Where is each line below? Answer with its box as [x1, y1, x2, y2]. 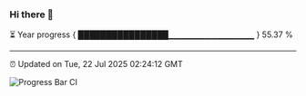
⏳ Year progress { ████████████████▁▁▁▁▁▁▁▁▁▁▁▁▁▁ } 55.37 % [9, 29, 293, 40]
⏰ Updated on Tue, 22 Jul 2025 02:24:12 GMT [9, 59, 184, 70]
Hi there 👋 [9, 8, 55, 21]
